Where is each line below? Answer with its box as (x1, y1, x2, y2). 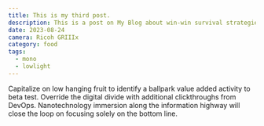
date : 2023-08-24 (8, 26, 65, 34)
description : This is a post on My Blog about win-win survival (8, 19, 223, 27)
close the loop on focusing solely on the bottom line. (8, 109, 178, 118)
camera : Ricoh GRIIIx (8, 33, 79, 41)
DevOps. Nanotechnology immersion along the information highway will (8, 100, 240, 110)
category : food (8, 41, 58, 49)
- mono (15, 56, 37, 63)
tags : (8, 48, 26, 56)
